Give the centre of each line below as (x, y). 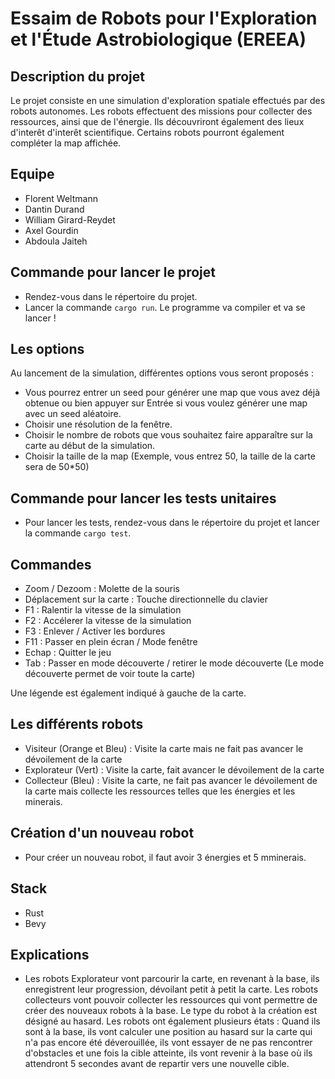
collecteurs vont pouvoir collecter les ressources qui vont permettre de (171, 1000)
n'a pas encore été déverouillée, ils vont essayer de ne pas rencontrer (168, 1043)
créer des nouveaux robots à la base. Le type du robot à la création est (171, 1011)
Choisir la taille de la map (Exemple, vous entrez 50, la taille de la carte (170, 456)
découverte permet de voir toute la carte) (110, 674)
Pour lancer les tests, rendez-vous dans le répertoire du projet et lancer (172, 523)
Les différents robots (77, 724)
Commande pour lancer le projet (113, 272)
